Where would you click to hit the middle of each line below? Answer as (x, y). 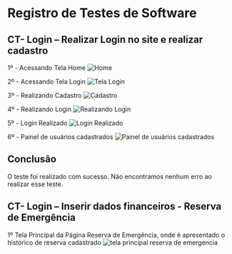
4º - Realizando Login (40, 109)
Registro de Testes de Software (102, 13)
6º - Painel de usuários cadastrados (60, 137)
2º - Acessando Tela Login (47, 81)
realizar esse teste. (35, 184)
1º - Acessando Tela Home (46, 68)
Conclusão (32, 159)
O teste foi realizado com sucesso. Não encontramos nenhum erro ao (110, 176)
